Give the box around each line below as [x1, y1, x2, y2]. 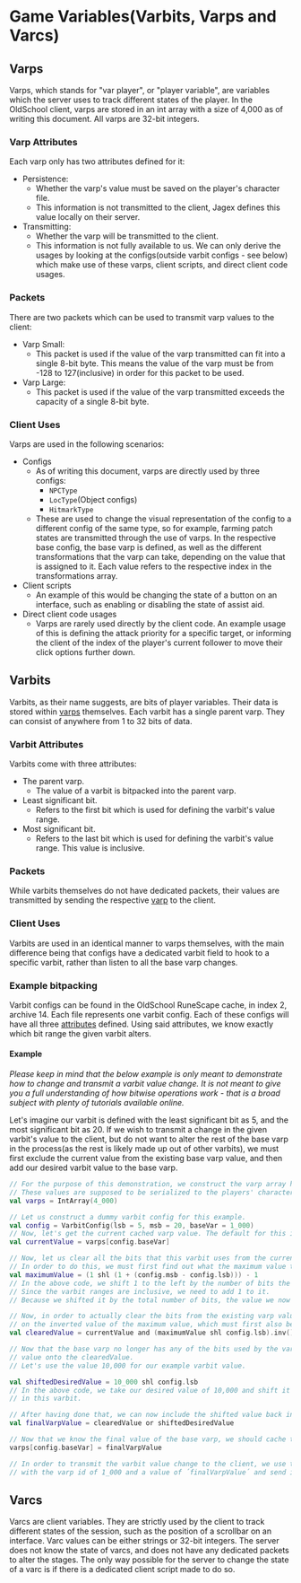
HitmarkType [48, 505, 94, 514]
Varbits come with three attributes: [9, 758, 137, 769]
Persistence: [21, 173, 69, 185]
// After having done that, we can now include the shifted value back [9, 1411, 282, 1420]
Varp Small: [21, 338, 65, 349]
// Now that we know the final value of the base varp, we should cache [9, 1435, 287, 1444]
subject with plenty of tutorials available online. [9, 1098, 185, 1108]
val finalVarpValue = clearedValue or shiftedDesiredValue [9, 1419, 235, 1428]
